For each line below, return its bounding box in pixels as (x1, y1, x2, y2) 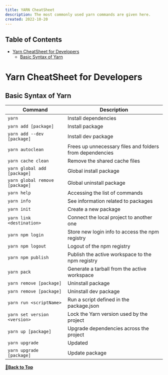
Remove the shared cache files (67, 158, 140, 165)
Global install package (67, 168, 120, 175)
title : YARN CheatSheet (5, 7, 55, 13)
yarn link (7, 215, 31, 221)
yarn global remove (7, 178, 54, 183)
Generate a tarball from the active (67, 266, 146, 273)
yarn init (7, 206, 31, 212)
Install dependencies (67, 115, 116, 122)
